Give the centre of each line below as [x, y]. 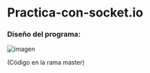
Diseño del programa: [44, 34]
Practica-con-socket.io [75, 13]
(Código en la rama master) [46, 63]
